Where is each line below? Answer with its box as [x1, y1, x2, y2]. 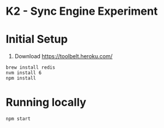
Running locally [6, 96, 87, 110]
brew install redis [6, 64, 56, 71]
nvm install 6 [6, 70, 42, 76]
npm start [6, 116, 31, 122]
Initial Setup [6, 32, 68, 47]
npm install [6, 75, 36, 81]
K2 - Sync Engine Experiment [6, 4, 158, 18]
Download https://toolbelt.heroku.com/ [14, 53, 113, 60]
